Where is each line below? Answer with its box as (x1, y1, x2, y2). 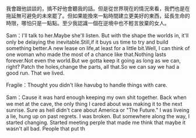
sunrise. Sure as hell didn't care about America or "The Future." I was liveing (6, 107, 190, 114)
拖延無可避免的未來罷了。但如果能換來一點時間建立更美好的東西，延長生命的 (6, 12, 190, 19)
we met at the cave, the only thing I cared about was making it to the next (6, 101, 183, 107)
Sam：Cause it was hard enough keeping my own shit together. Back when (6, 94, 187, 101)
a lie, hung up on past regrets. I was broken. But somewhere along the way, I (6, 113, 190, 119)
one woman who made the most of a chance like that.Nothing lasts (6, 51, 166, 58)
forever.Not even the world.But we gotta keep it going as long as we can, (6, 57, 181, 64)
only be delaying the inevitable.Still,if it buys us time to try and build (6, 38, 169, 45)
